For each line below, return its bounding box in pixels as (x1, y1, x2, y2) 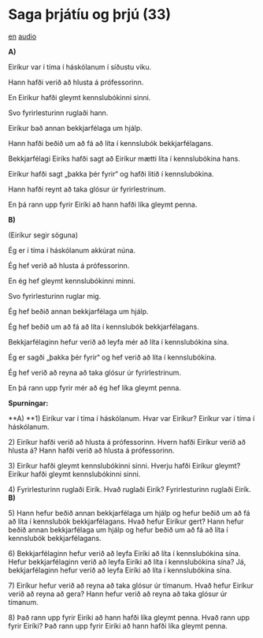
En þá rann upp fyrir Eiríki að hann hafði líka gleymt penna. (8, 200, 198, 209)
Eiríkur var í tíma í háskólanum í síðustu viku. (8, 62, 152, 72)
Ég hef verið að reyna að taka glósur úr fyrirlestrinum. (8, 368, 182, 377)
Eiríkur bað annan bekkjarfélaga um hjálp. (8, 123, 143, 132)
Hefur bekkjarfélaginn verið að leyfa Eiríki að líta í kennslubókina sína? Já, (8, 557, 246, 566)
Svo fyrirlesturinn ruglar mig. (8, 291, 102, 300)
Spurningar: (8, 398, 49, 408)
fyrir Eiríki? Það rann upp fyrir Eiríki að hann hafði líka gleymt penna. (8, 621, 228, 630)
